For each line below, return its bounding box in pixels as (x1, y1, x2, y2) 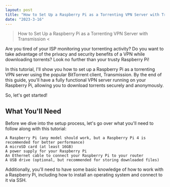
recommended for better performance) (5, 140, 85, 145)
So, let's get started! (5, 92, 48, 99)
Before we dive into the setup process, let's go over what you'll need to (5, 120, 154, 126)
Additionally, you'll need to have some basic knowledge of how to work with (5, 166, 163, 172)
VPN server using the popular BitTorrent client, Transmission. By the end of (5, 72, 162, 78)
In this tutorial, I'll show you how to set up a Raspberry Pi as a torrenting (5, 66, 155, 72)
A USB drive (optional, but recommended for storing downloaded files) (5, 158, 159, 163)
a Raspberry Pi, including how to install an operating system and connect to (5, 172, 163, 178)
